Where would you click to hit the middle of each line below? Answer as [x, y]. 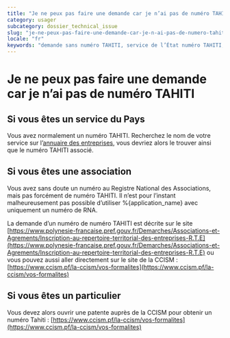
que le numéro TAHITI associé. [50, 150]
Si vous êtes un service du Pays [76, 119]
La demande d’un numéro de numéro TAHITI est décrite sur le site [100, 223]
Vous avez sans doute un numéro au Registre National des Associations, [109, 188]
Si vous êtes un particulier [64, 296]
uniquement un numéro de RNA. [52, 210]
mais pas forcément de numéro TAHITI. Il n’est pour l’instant [91, 195]
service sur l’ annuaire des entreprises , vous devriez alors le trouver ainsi [109, 143]
